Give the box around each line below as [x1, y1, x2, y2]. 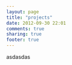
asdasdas [6, 54, 30, 60]
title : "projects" [6, 14, 53, 20]
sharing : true [6, 31, 42, 37]
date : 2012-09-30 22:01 [6, 20, 67, 26]
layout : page [6, 8, 39, 15]
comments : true [6, 25, 45, 32]
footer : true [6, 37, 39, 43]
